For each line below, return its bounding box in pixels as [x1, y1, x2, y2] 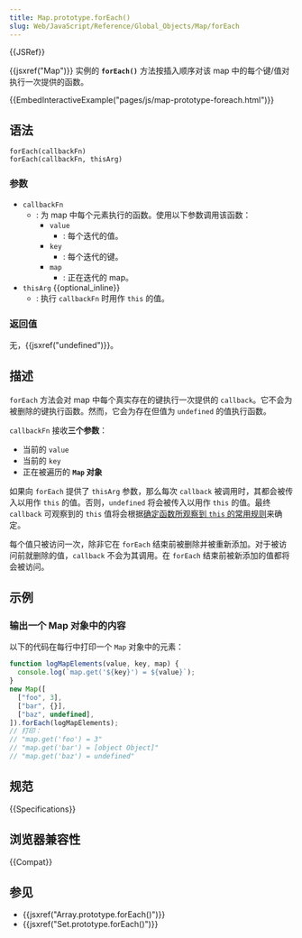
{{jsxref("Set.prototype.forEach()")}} [22, 919, 159, 930]
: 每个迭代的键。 [62, 251, 124, 262]
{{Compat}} [9, 856, 52, 867]
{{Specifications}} [9, 804, 77, 814]
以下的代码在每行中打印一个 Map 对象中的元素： [9, 641, 185, 652]
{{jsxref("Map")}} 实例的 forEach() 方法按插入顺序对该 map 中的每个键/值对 [9, 65, 290, 76]
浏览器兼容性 [9, 832, 81, 848]
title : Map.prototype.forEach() [9, 13, 131, 23]
